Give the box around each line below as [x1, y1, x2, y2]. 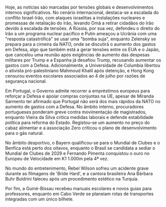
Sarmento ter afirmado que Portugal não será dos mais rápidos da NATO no [5, 99, 161, 104]
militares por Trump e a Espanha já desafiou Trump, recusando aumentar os [5, 57, 162, 63]
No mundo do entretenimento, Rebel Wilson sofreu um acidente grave [5, 165, 149, 171]
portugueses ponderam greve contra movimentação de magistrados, [5, 109, 147, 115]
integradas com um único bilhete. [5, 196, 74, 202]
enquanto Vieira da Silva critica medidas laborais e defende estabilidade [5, 114, 154, 120]
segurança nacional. [5, 78, 47, 84]
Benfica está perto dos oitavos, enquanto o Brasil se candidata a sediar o [5, 145, 156, 151]
